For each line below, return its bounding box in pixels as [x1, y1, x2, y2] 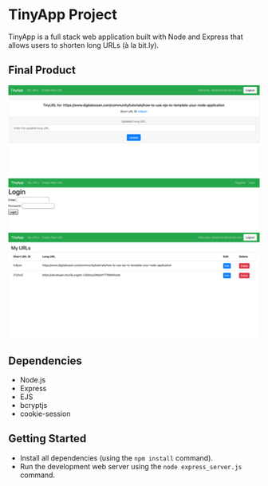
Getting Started [8, 432, 87, 445]
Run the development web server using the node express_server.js [19, 461, 242, 471]
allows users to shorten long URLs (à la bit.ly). [8, 40, 160, 49]
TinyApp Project [8, 6, 118, 24]
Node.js [19, 375, 46, 385]
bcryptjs [19, 401, 48, 410]
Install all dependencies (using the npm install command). [19, 453, 214, 463]
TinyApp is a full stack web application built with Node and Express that [8, 32, 243, 41]
